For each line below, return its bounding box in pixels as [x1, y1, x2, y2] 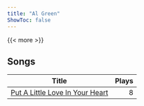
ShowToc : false [7, 17, 51, 24]
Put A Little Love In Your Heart [10, 88, 109, 98]
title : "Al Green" [7, 10, 60, 17]
